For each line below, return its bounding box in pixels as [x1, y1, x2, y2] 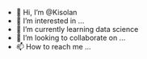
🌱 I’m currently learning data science [15, 25, 139, 33]
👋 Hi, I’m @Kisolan [15, 8, 78, 17]
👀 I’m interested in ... [15, 16, 85, 26]
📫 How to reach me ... [15, 42, 91, 51]
